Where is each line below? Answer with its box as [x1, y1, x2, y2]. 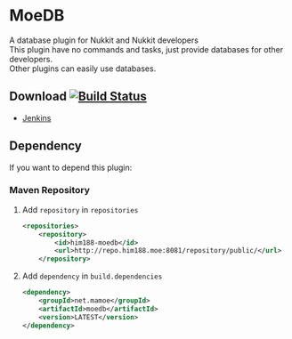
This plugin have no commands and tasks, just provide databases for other [9, 44, 283, 54]
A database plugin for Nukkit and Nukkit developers [9, 35, 199, 45]
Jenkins [21, 112, 52, 123]
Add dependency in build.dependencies [21, 270, 163, 281]
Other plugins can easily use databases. [9, 63, 157, 74]
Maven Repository [9, 184, 91, 197]
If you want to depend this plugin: [9, 162, 133, 173]
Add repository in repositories [21, 204, 139, 214]
